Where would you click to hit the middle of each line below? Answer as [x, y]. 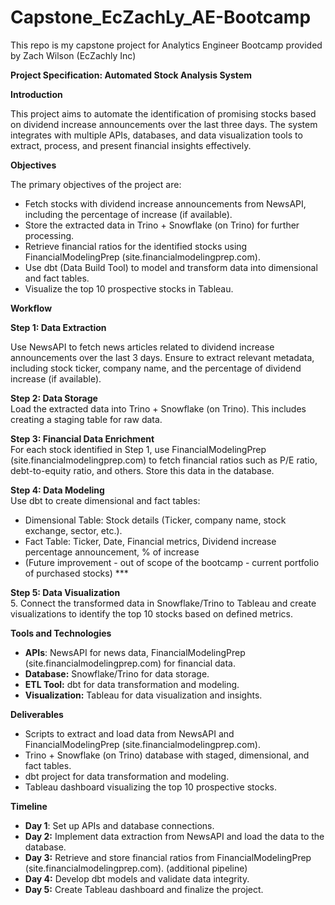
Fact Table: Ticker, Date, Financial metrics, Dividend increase [150, 541]
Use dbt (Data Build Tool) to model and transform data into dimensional [171, 267]
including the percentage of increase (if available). [128, 214]
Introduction [36, 94]
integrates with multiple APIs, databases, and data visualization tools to [156, 135]
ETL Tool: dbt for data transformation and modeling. [132, 684]
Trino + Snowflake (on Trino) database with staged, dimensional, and [167, 755]
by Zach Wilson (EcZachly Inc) [73, 55]
